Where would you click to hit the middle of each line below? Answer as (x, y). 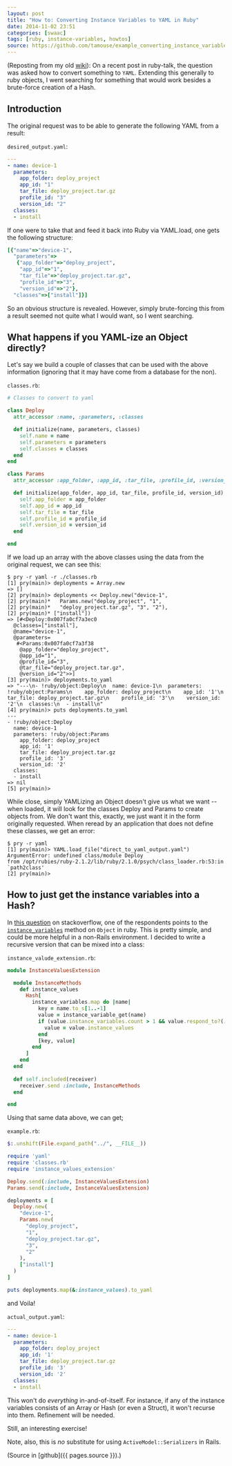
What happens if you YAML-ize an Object (98, 337)
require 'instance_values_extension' (61, 1169)
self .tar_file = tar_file (57, 512)
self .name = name (45, 436)
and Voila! (21, 1303)
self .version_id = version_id (63, 525)
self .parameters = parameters (63, 442)
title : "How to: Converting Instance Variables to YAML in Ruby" (103, 20)
